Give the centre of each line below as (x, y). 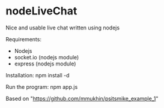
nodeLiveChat (41, 11)
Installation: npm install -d (38, 75)
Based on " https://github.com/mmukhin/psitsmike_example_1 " (82, 98)
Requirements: (23, 39)
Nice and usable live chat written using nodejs (63, 28)
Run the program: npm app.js (42, 87)
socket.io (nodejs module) (47, 57)
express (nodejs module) (45, 64)
